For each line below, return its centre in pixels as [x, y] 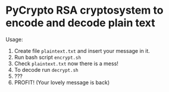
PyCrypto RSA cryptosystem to [84, 10]
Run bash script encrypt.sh [48, 57]
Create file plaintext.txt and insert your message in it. [82, 50]
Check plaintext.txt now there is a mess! [66, 64]
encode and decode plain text [80, 23]
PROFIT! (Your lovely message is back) [62, 82]
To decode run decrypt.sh [46, 69]
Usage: [14, 39]
